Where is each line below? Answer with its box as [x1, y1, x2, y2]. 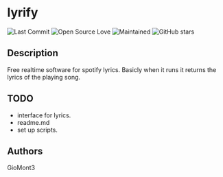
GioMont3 [7, 163, 36, 172]
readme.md [16, 118, 50, 126]
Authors [7, 145, 43, 157]
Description [7, 47, 58, 59]
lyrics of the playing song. [7, 73, 81, 81]
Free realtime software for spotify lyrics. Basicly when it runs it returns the [7, 65, 217, 73]
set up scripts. [16, 126, 58, 134]
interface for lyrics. [16, 111, 71, 119]
